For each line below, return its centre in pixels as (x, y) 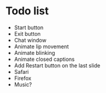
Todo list (27, 11)
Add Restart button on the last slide (57, 65)
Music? (23, 84)
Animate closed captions (44, 59)
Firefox (23, 78)
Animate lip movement (41, 46)
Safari (21, 72)
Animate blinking (35, 52)
